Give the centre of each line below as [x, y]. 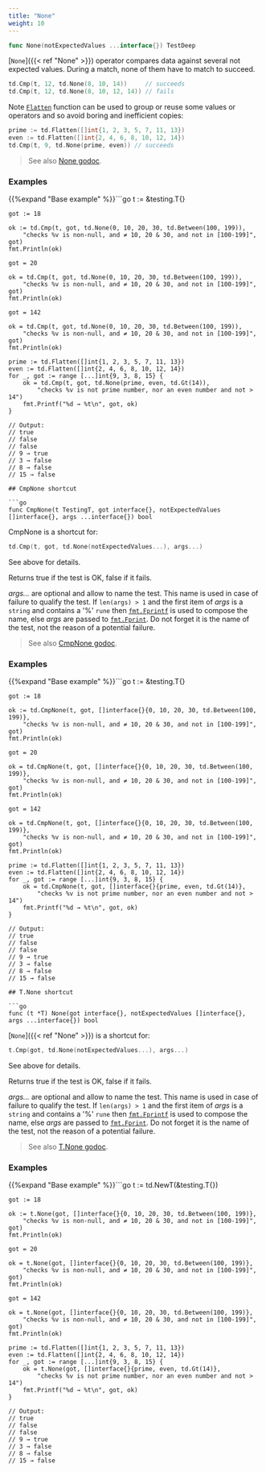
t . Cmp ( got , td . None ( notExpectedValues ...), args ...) [98, 1051]
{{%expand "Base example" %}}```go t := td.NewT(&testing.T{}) [113, 1185]
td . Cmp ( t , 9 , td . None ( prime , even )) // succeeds [91, 145]
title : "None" [32, 16]
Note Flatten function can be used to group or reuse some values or [122, 107]
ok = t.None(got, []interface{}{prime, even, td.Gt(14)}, [122, 1369]
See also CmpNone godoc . [73, 643]
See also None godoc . [65, 160]
